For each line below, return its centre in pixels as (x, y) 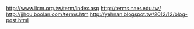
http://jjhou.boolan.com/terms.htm (47, 14)
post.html (18, 20)
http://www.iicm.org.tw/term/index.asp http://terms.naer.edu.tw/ (84, 8)
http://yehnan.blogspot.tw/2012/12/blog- (139, 14)
